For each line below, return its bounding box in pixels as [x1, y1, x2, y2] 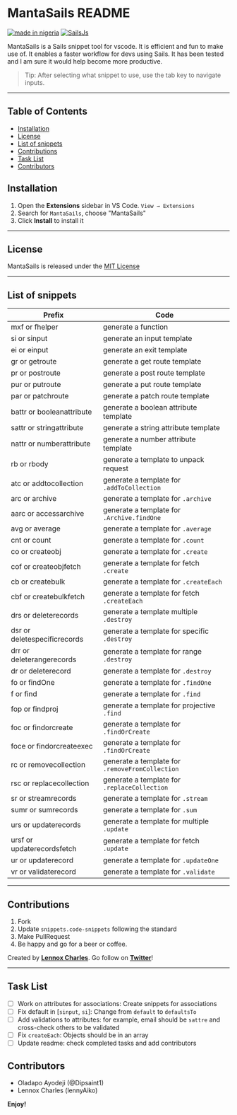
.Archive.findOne [102, 514, 161, 522]
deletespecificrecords [11, 635, 84, 645]
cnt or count [11, 536, 51, 545]
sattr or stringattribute [11, 423, 84, 433]
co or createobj [11, 547, 61, 557]
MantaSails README [7, 5, 130, 21]
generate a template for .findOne [102, 678, 212, 688]
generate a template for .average [102, 524, 212, 533]
